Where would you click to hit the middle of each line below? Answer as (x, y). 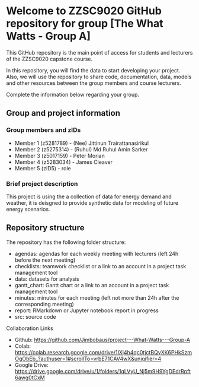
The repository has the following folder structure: (66, 242)
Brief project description (42, 183)
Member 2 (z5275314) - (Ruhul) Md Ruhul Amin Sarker (81, 149)
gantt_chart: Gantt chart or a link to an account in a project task (92, 285)
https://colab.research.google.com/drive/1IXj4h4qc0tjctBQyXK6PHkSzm (103, 352)
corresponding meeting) (44, 304)
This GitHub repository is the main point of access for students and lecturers (99, 52)
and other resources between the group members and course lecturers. (94, 83)
